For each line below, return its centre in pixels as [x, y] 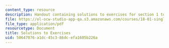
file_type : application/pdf [35, 24]
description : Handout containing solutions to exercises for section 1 [82, 14]
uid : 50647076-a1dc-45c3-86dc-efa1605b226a [52, 38]
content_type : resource [30, 10]
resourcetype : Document [30, 28]
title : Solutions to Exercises [38, 33]
